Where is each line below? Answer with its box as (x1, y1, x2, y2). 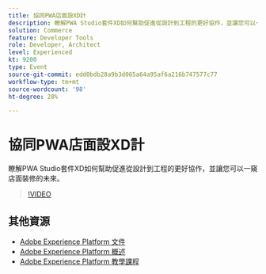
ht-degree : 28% (8, 93, 59, 101)
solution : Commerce (8, 26, 73, 34)
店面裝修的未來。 (8, 173, 64, 183)
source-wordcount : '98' (8, 85, 87, 93)
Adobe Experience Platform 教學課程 (19, 257, 140, 266)
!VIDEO (27, 189, 51, 199)
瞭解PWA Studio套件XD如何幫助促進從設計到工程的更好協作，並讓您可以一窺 (8, 164, 258, 173)
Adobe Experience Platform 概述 (19, 247, 126, 256)
